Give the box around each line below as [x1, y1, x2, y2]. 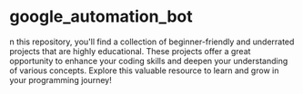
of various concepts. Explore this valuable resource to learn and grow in [9, 65, 279, 76]
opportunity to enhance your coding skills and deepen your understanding [9, 55, 288, 66]
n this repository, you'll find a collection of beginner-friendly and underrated [9, 36, 295, 47]
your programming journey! [9, 74, 112, 85]
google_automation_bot [9, 6, 193, 27]
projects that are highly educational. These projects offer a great [9, 45, 251, 56]
